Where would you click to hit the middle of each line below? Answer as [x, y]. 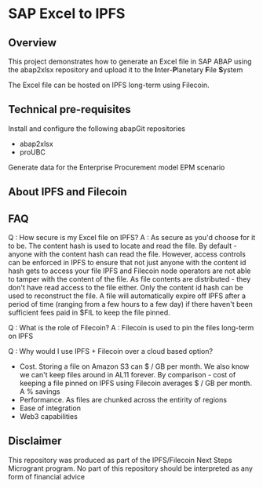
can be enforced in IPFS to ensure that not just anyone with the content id [127, 263]
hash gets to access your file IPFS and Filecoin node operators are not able [130, 271]
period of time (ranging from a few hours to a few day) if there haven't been [131, 304]
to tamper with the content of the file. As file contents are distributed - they [130, 279]
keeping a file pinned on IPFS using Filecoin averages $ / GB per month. [136, 383]
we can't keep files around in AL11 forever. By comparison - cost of [128, 375]
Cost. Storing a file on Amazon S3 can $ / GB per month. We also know [134, 366]
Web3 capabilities [49, 417]
